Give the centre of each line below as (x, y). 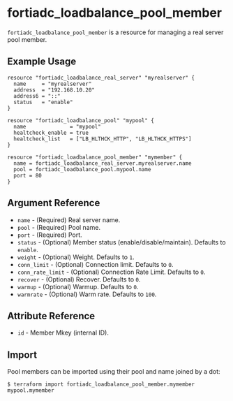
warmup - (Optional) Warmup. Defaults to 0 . (78, 286)
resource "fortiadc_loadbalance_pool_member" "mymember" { (95, 157)
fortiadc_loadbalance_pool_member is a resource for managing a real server (115, 32)
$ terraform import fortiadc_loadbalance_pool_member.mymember (101, 385)
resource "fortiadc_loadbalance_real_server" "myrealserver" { (101, 78)
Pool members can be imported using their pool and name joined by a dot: (114, 372)
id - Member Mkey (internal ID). (63, 333)
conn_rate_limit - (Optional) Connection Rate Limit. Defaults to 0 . (111, 272)
